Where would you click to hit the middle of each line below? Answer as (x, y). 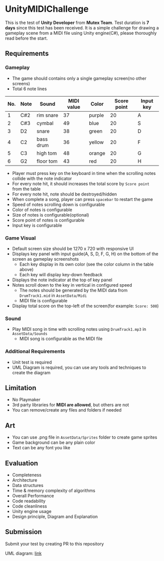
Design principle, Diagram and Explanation (55, 516)
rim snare (47, 115)
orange (97, 153)
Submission (24, 532)
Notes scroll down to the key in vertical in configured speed (72, 285)
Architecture (25, 480)
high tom (47, 153)
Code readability (29, 501)
